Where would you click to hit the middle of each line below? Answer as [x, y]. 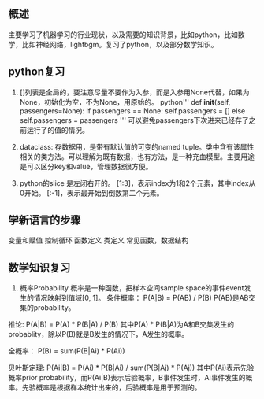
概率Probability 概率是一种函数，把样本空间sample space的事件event [132, 288]
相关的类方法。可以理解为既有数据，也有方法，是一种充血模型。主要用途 [137, 157]
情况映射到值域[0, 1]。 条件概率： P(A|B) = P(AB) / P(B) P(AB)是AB [141, 298]
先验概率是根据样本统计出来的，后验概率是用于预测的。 [112, 387]
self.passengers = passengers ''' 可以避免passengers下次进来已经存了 [134, 120]
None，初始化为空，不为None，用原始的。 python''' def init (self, [125, 102]
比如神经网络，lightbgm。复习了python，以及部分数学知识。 [120, 44]
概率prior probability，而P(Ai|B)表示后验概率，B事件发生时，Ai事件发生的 [127, 378]
